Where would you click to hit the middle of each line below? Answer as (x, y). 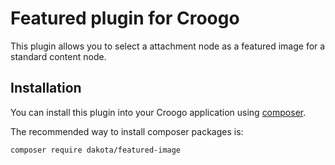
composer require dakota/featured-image (96, 150)
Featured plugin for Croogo (125, 18)
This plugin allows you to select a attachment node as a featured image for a (168, 46)
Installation (46, 88)
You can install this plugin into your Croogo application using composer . (158, 112)
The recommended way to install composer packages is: (127, 131)
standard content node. (58, 56)
